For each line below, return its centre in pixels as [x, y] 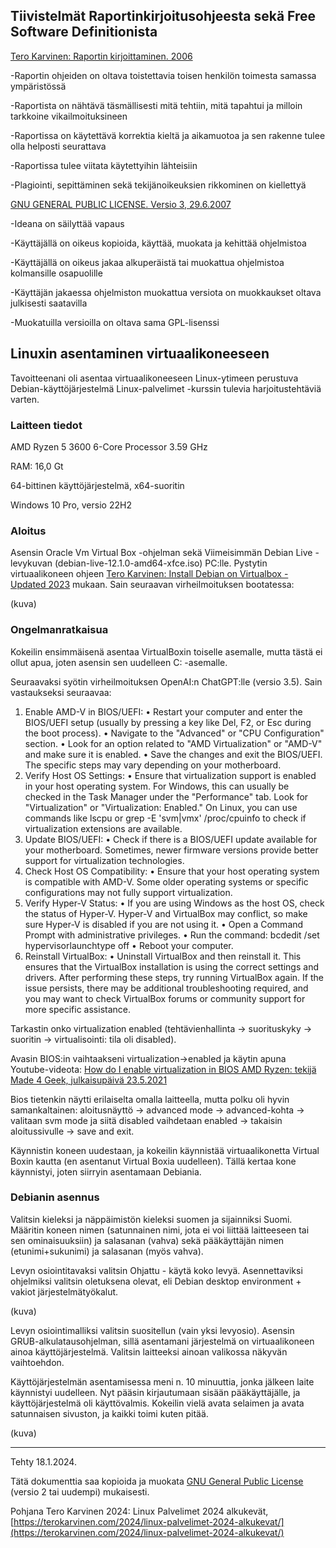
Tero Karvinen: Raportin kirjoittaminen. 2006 [101, 56]
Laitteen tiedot [46, 425]
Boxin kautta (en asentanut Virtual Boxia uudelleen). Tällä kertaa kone [153, 1161]
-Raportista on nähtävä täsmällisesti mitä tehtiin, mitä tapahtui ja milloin [156, 105]
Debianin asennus [55, 1197]
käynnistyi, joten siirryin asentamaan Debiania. [106, 1171]
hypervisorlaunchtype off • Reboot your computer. [129, 945]
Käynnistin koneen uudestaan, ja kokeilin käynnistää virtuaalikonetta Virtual [165, 1150]
